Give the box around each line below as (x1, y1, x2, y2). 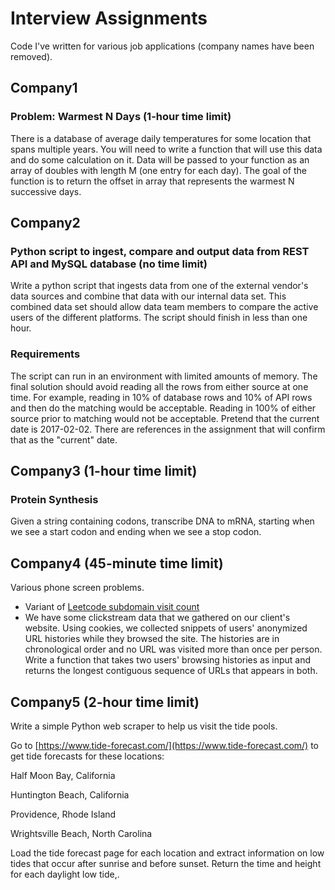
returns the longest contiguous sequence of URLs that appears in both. (24, 665, 318, 677)
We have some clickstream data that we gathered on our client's (24, 612, 291, 624)
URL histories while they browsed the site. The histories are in (24, 633, 280, 645)
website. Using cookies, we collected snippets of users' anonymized (24, 622, 308, 634)
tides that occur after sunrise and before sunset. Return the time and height (10, 857, 322, 869)
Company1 (10, 80, 78, 97)
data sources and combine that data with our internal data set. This (10, 290, 287, 302)
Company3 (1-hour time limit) (10, 463, 198, 479)
